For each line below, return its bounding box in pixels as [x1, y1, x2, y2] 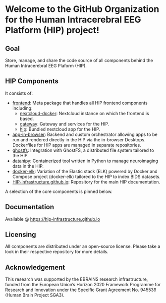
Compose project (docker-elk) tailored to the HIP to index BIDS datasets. [12, 174, 161, 180]
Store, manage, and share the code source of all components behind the [5, 58, 153, 63]
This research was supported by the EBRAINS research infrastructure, [5, 276, 148, 282]
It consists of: [5, 90, 33, 96]
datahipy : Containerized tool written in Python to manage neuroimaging [12, 158, 159, 164]
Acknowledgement [5, 263, 65, 271]
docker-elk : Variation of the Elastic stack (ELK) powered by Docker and [12, 168, 158, 174]
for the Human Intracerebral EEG [5, 14, 141, 25]
